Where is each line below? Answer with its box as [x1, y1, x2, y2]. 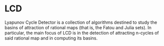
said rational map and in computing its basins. [4, 35, 98, 41]
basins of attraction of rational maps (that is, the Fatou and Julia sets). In [4, 24, 152, 30]
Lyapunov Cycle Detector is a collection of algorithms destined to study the [4, 19, 157, 25]
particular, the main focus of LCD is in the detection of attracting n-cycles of [4, 30, 159, 36]
